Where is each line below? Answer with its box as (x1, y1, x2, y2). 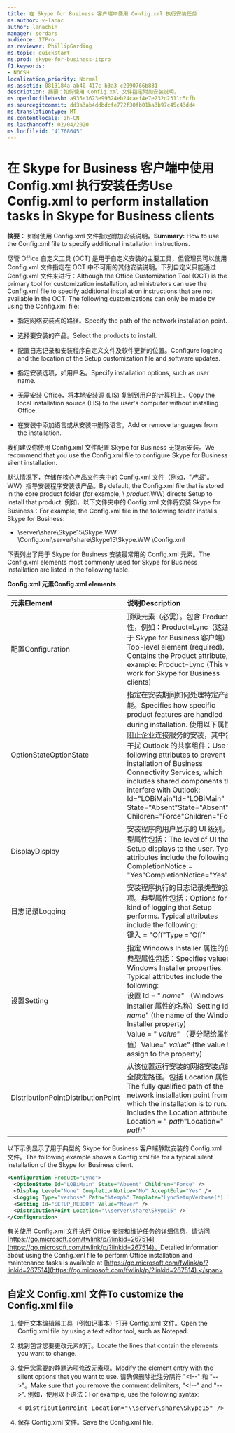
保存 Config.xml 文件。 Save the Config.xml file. (17, 1418, 154, 1427)
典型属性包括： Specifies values (127, 954, 231, 964)
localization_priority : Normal (7, 75, 99, 83)
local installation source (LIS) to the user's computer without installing (17, 399, 219, 408)
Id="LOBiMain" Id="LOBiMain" (127, 794, 225, 804)
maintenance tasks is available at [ (7, 1258, 107, 1267)
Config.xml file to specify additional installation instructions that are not (7, 287, 213, 295)
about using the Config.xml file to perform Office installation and (7, 1251, 193, 1260)
